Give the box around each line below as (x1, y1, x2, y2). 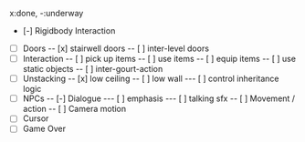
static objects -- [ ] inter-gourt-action (22, 64, 163, 75)
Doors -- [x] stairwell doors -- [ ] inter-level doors (22, 43, 210, 54)
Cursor (22, 113, 49, 124)
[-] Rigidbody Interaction (22, 25, 116, 35)
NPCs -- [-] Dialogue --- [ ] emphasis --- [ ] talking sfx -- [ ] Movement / (22, 93, 295, 104)
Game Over (22, 123, 67, 135)
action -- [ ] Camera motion (22, 104, 127, 115)
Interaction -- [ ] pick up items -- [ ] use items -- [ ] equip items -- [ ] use (22, 54, 297, 65)
